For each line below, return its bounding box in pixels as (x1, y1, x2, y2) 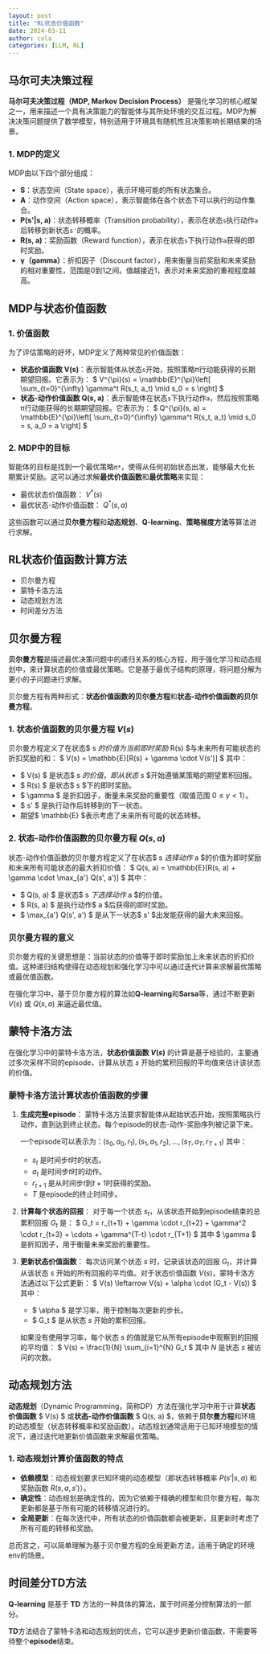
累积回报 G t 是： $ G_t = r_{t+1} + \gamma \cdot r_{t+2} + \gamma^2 (19, 1218, 247, 1230)
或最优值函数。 (8, 972, 58, 981)
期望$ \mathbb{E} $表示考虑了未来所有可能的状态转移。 (19, 811, 206, 821)
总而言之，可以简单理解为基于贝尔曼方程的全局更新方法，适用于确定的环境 (8, 1540, 255, 1550)
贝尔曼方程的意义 (8, 931, 75, 943)
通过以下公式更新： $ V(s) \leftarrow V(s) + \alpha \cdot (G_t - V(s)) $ (27, 1278, 257, 1288)
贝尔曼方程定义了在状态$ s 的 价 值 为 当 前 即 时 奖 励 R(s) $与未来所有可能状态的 (8, 743, 261, 753)
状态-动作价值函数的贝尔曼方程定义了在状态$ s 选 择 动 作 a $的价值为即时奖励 (8, 853, 262, 862)
